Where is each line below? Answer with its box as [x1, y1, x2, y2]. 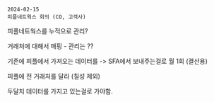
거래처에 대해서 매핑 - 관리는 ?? [7, 42, 94, 50]
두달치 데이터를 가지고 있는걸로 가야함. [7, 87, 113, 95]
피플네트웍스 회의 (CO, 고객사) [7, 13, 86, 21]
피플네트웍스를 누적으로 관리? [7, 27, 88, 35]
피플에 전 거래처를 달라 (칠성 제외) [7, 72, 101, 80]
